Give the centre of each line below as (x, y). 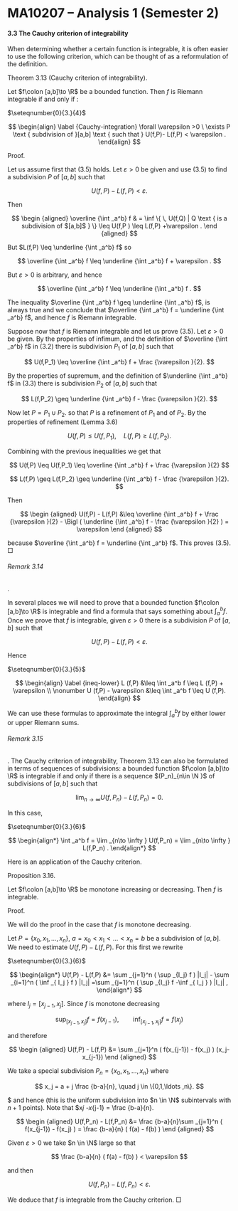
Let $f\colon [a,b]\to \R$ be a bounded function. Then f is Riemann (105, 92)
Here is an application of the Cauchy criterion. (75, 862)
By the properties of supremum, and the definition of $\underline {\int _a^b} (118, 376)
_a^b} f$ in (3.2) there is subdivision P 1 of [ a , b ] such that (91, 348)
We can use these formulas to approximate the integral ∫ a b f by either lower (117, 714)
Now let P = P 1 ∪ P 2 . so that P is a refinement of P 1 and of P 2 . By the (107, 413)
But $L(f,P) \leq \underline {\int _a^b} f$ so (69, 248)
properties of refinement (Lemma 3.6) (63, 422)
